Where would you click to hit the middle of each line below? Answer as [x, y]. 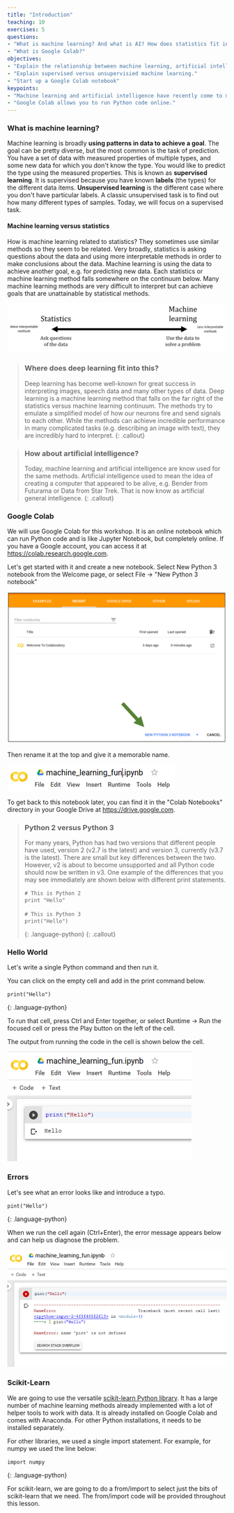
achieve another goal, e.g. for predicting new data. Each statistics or [105, 271]
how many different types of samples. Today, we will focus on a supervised [115, 203]
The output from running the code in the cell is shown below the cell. [106, 1042]
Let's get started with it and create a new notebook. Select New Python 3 [112, 567]
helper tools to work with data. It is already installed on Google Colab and [112, 1413]
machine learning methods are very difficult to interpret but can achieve [110, 286]
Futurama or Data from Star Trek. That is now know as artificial [114, 491]
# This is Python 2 [53, 893]
